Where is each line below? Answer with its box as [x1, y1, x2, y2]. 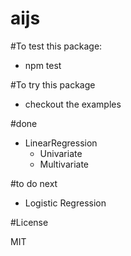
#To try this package [10, 78, 96, 91]
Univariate [39, 147, 83, 159]
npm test [24, 59, 62, 71]
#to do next [10, 177, 58, 189]
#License [10, 216, 49, 228]
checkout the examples [24, 98, 122, 110]
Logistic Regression [24, 197, 107, 209]
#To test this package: [10, 40, 103, 52]
